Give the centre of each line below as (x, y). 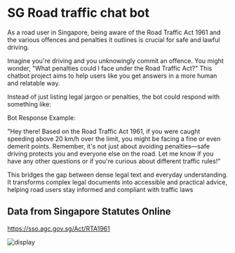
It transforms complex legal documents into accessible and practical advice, (117, 182)
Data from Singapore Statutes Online (89, 212)
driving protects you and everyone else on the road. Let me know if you (110, 153)
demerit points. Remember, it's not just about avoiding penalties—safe (109, 146)
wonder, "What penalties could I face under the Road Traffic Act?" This (110, 68)
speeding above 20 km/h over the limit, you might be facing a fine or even (114, 139)
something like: (29, 104)
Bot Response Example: (41, 118)
